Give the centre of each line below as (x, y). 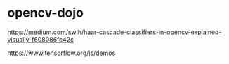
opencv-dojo (46, 13)
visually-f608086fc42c (41, 39)
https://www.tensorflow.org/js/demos (61, 53)
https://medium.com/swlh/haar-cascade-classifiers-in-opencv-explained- (115, 32)
